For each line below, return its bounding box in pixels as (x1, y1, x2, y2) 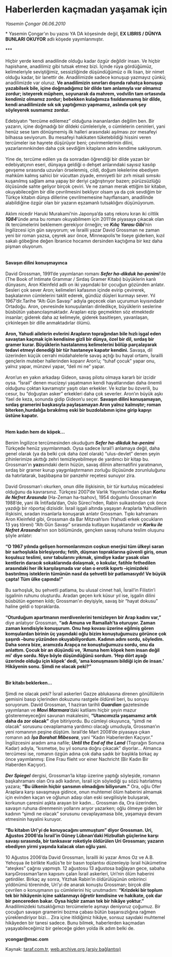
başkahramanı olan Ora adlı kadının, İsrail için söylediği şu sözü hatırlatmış (5, 778, 162, 784)
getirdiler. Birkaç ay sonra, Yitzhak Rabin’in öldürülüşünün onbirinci (5, 876, 147, 882)
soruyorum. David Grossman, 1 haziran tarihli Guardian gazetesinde (5, 701, 149, 707)
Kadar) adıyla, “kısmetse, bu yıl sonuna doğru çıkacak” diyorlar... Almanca (5, 745, 162, 751)
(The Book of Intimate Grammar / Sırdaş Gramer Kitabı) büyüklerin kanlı (5, 276, 157, 282)
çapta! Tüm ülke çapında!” (5, 576, 63, 582)
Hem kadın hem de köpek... (5, 429, 65, 435)
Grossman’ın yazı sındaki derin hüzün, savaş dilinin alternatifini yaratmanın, (5, 461, 163, 468)
